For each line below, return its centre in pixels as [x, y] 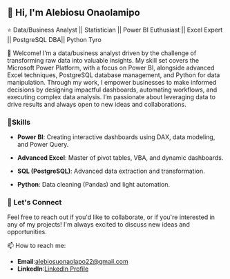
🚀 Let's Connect [35, 203]
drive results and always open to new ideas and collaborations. [97, 104]
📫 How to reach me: [37, 246]
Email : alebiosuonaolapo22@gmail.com [73, 262]
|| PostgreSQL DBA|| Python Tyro [54, 39]
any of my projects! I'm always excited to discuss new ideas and [98, 225]
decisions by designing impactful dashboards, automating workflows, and [112, 90]
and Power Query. [43, 145]
